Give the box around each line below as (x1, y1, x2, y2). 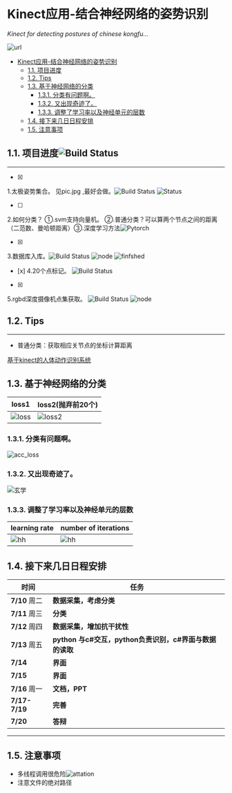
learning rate (10, 523, 54, 533)
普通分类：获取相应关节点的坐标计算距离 (17, 340, 133, 349)
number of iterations (60, 523, 130, 533)
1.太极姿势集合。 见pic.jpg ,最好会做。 (7, 187, 115, 195)
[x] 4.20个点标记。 (17, 266, 70, 275)
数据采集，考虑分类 (52, 596, 115, 605)
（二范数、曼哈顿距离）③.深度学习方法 (7, 224, 121, 232)
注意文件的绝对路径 (17, 778, 72, 786)
